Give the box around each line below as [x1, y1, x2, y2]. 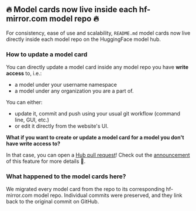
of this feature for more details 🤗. [6, 158, 86, 165]
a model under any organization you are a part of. [14, 87, 134, 94]
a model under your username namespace [14, 81, 117, 89]
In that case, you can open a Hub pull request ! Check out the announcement [6, 152, 190, 159]
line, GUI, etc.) [14, 117, 50, 124]
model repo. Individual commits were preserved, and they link [33, 192, 183, 199]
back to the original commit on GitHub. [6, 198, 99, 205]
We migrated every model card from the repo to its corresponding [6, 186, 165, 193]
